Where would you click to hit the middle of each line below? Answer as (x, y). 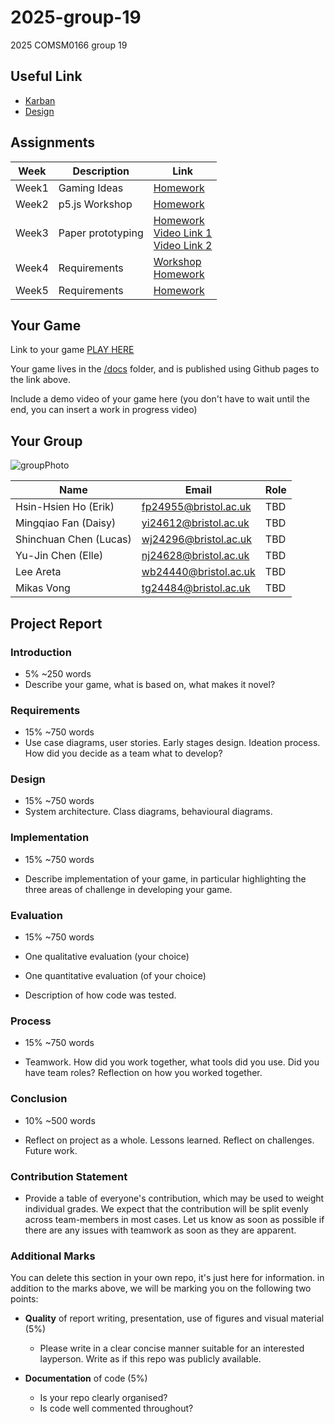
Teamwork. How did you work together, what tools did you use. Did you (172, 1062)
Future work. (51, 1150)
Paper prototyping (101, 233)
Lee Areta (38, 572)
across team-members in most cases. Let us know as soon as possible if (174, 1219)
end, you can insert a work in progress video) (104, 410)
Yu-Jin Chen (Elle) (59, 556)
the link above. (40, 380)
